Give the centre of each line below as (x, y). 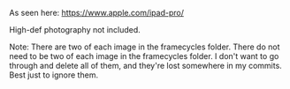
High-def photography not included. (75, 30)
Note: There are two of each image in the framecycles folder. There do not (145, 47)
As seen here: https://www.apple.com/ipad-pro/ (96, 13)
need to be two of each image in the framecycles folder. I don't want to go (144, 56)
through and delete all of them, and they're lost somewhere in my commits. (146, 66)
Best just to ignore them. (54, 75)
